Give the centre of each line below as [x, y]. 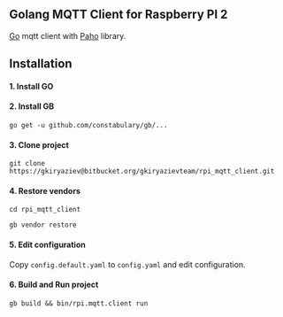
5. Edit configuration [47, 244]
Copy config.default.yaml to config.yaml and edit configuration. [127, 264]
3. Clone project [39, 144]
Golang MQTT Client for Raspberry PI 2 [119, 15]
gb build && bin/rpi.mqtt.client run [79, 303]
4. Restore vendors [45, 190]
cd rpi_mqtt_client [45, 210]
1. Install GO [31, 86]
